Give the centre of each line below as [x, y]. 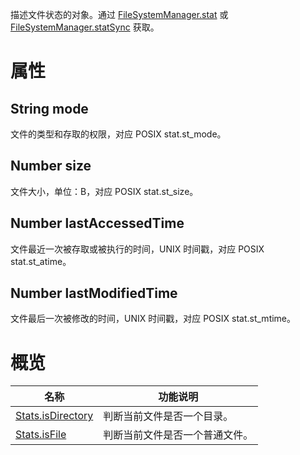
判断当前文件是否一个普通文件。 [178, 435]
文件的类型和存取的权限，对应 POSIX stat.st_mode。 [118, 134]
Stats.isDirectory [54, 416]
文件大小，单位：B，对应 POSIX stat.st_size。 [104, 191]
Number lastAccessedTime [97, 223]
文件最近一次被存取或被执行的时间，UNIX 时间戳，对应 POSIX [137, 249]
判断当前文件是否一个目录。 [168, 416]
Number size [51, 166]
